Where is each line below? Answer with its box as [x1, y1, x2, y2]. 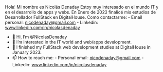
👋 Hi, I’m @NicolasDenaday [12, 34, 67, 40]
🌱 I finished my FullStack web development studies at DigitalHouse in [12, 44, 151, 50]
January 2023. [12, 49, 42, 55]
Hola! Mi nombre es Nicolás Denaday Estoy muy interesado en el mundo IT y [5, 4, 159, 10]
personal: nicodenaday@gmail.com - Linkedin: [5, 19, 98, 25]
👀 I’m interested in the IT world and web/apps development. [12, 39, 132, 45]
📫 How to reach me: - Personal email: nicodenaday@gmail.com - [12, 55, 144, 60]
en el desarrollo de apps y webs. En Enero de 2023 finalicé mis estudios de [5, 9, 156, 15]
